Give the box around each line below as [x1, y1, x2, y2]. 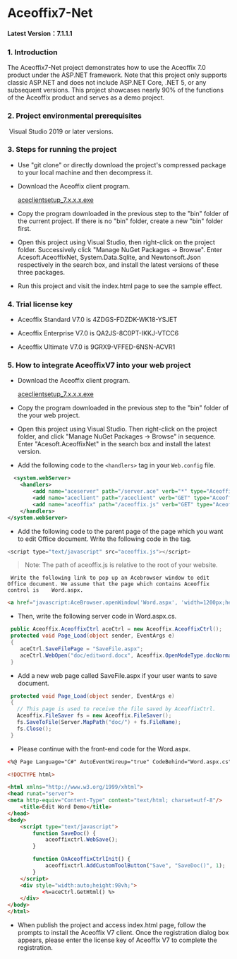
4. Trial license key [7, 299, 73, 309]
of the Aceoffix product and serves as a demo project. [7, 93, 165, 102]
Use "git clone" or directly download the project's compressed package [17, 160, 226, 169]
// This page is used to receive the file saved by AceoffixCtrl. [16, 705, 217, 713]
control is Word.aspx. [7, 587, 83, 594]
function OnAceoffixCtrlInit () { [32, 856, 131, 863]
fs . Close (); [16, 725, 52, 732]
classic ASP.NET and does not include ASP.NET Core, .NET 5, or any [7, 78, 207, 87]
